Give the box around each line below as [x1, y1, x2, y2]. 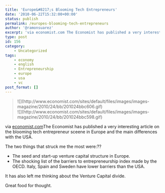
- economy [14, 57, 34, 62]
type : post [5, 35, 27, 40]
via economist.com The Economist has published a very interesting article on [5, 123, 160, 129]
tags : [5, 53, 16, 58]
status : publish [5, 16, 38, 21]
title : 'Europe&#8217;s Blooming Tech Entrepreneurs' [5, 7, 118, 12]
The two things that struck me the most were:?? [5, 143, 102, 149]
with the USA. [5, 134, 33, 140]
